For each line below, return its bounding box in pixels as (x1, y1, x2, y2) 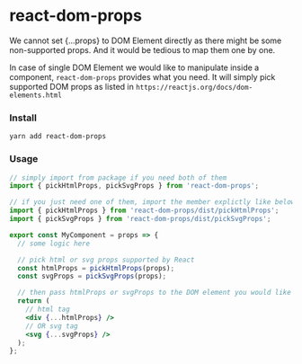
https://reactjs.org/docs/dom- (136, 83, 253, 92)
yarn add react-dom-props (9, 132, 106, 141)
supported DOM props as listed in (9, 81, 135, 92)
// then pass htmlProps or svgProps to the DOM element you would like (17, 289, 292, 297)
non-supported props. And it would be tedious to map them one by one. (9, 44, 276, 55)
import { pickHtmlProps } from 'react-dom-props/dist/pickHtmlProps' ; (9, 206, 280, 216)
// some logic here (17, 239, 91, 248)
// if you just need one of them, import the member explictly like (9, 198, 271, 207)
